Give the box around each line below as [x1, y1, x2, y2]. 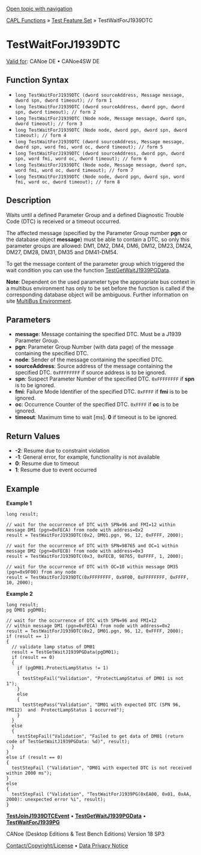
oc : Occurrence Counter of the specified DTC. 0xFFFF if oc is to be [14, 401, 179, 408]
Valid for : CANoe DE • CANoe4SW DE [6, 57, 100, 65]
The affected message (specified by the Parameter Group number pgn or [6, 229, 188, 236]
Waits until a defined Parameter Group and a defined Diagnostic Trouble [6, 211, 184, 218]
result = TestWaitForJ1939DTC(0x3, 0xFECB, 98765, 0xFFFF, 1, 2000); [6, 553, 184, 559]
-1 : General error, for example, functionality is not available [14, 453, 160, 461]
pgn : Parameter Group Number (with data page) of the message [14, 343, 174, 351]
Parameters [6, 314, 51, 325]
